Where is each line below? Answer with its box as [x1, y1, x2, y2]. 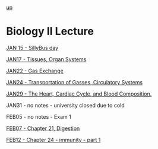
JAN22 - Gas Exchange [6, 67, 64, 74]
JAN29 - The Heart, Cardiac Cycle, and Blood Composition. [6, 90, 152, 97]
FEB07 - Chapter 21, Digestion [6, 125, 80, 132]
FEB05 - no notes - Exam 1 [6, 113, 71, 120]
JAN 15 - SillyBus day [6, 44, 59, 51]
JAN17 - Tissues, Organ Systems [6, 55, 87, 63]
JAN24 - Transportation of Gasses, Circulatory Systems [6, 78, 143, 85]
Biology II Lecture [6, 25, 94, 38]
